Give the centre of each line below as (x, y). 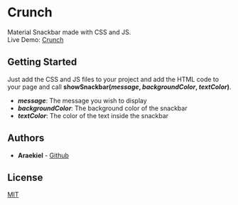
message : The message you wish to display (82, 100)
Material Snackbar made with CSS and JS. (69, 32)
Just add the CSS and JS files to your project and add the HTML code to (113, 79)
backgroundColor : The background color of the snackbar (102, 108)
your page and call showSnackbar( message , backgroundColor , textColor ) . (119, 87)
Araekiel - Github (43, 155)
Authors (26, 138)
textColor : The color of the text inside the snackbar (93, 115)
